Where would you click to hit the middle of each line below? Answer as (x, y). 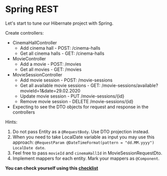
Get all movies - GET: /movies (51, 69)
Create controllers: (25, 33)
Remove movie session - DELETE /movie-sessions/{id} (77, 101)
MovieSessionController (37, 74)
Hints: (11, 122)
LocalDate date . (29, 147)
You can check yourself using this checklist (52, 168)
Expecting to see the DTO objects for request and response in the (80, 107)
